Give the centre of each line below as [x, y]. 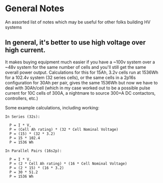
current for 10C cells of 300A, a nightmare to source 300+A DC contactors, [80, 93]
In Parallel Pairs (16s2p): [34, 151]
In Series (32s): [23, 117]
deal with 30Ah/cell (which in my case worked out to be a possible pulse [78, 88]
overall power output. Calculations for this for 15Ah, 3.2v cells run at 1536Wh [82, 72]
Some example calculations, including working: [52, 107]
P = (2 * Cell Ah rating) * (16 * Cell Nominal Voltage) [68, 163]
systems [13, 27]
